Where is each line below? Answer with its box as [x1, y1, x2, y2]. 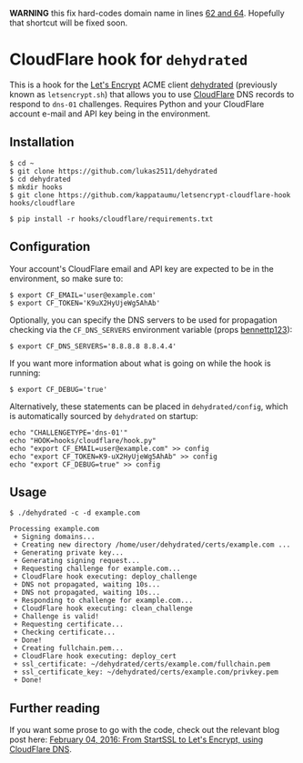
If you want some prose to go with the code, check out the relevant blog [9, 725, 280, 736]
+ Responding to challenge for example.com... [13, 596, 194, 606]
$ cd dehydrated [9, 175, 71, 184]
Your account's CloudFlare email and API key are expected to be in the [9, 263, 275, 274]
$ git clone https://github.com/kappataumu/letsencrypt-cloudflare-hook [9, 190, 291, 199]
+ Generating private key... [13, 548, 125, 557]
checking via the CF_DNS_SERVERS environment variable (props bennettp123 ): [9, 324, 293, 335]
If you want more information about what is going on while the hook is [9, 357, 271, 368]
